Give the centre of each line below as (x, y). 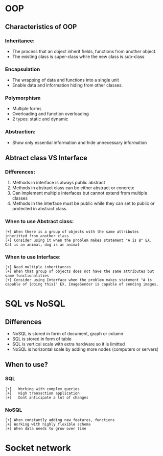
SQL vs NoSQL (35, 304)
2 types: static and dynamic (40, 119)
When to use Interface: (33, 257)
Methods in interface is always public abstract (58, 183)
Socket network (38, 448)
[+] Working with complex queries (42, 389)
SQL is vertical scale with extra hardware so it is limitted (69, 344)
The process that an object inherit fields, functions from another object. (84, 51)
